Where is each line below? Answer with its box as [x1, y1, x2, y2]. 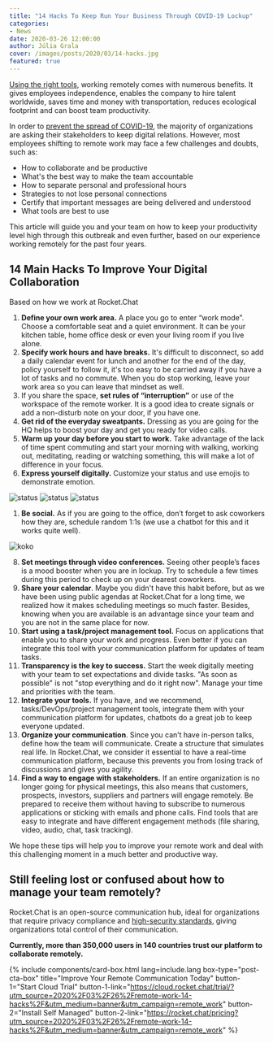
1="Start [9, 981, 37, 992]
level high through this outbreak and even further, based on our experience [9, 230, 261, 240]
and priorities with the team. [20, 686, 115, 696]
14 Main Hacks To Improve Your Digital [9, 263, 208, 276]
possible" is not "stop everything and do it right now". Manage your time [20, 678, 263, 688]
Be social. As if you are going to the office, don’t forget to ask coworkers [20, 508, 265, 518]
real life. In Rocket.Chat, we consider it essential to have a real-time [20, 747, 247, 757]
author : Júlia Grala [9, 42, 80, 50]
